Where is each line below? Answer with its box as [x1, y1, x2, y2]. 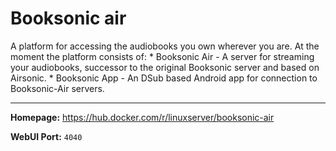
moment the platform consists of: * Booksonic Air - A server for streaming [10, 50, 315, 62]
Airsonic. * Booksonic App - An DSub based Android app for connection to [10, 72, 318, 84]
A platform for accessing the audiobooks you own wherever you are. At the [10, 40, 320, 52]
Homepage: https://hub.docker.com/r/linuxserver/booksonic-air [10, 111, 275, 123]
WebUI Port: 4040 [10, 130, 83, 142]
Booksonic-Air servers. [10, 82, 105, 94]
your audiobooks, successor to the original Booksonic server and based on [10, 61, 320, 73]
